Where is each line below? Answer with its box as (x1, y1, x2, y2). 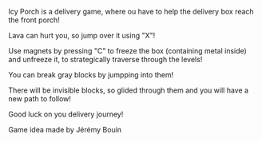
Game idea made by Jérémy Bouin (8, 125, 122, 134)
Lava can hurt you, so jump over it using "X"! (8, 31, 156, 40)
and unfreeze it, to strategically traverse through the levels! (8, 55, 203, 64)
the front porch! (8, 15, 60, 25)
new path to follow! (8, 94, 72, 103)
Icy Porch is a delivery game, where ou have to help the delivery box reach (8, 7, 254, 16)
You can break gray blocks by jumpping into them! (8, 70, 174, 79)
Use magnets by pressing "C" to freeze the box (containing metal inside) (8, 46, 248, 55)
